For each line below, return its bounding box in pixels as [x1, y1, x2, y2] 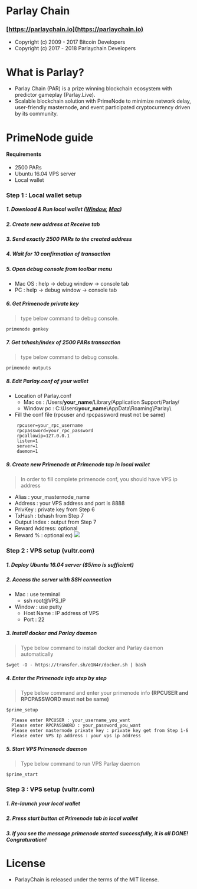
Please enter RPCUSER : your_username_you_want [11, 717, 131, 724]
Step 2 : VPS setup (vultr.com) [6, 547, 95, 554]
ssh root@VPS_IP [23, 597, 66, 604]
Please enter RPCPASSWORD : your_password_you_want [11, 723, 142, 728]
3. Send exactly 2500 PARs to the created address [6, 236, 132, 243]
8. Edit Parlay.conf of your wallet [6, 377, 88, 384]
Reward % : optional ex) [14, 532, 73, 539]
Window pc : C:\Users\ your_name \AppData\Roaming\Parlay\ [23, 405, 172, 412]
